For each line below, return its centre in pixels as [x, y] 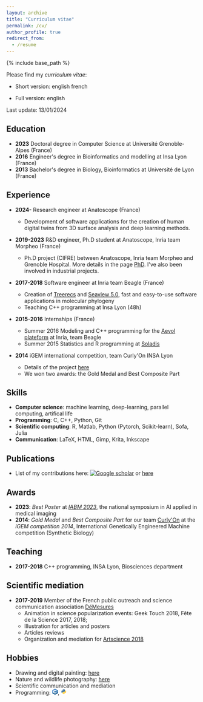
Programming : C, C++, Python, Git [58, 420]
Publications [31, 458]
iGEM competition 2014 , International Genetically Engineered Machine [102, 526]
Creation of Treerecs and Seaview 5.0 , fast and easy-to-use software [110, 294]
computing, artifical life [44, 414]
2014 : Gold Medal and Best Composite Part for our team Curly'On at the [105, 520]
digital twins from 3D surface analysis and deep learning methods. [107, 228]
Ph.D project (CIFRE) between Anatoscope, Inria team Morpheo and [109, 257]
